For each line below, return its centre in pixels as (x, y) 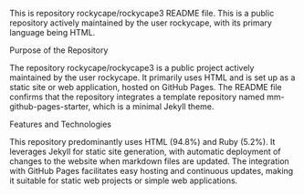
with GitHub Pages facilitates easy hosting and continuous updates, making (152, 171)
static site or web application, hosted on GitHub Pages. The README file (146, 87)
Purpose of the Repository (59, 50)
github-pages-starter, (50, 107)
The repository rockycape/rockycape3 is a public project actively (132, 68)
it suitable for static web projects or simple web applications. (124, 180)
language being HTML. (52, 32)
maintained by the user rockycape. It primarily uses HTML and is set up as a (152, 77)
